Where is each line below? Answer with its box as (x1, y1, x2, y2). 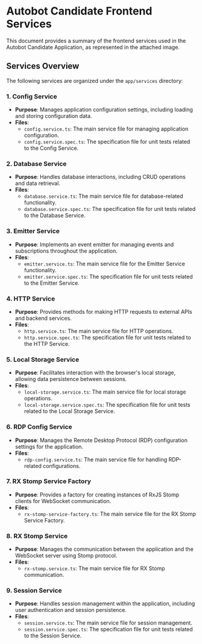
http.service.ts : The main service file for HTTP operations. (24, 327, 174, 334)
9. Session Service (6, 587, 62, 595)
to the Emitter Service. (24, 279, 80, 287)
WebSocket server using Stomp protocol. (14, 552, 118, 559)
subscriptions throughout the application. (14, 247, 118, 255)
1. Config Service (6, 92, 57, 100)
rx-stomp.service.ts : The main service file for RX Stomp (24, 565, 165, 572)
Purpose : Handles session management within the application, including (14, 600, 195, 607)
